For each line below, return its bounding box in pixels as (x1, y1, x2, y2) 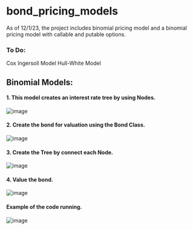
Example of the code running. (6, 203, 82, 211)
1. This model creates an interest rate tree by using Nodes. (6, 94, 156, 101)
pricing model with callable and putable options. (6, 30, 126, 38)
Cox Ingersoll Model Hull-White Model (6, 59, 101, 67)
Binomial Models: (6, 77, 73, 87)
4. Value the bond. (6, 176, 53, 183)
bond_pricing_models (6, 4, 119, 18)
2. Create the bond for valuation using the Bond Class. (6, 121, 145, 128)
